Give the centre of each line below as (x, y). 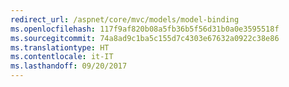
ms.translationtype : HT (60, 47)
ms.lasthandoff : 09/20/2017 (69, 66)
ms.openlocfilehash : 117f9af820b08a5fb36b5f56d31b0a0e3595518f (145, 29)
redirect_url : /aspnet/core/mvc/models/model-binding (125, 19)
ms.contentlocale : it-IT (62, 57)
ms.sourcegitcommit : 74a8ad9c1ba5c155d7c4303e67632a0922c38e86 (145, 38)
